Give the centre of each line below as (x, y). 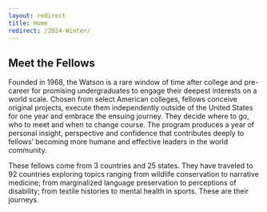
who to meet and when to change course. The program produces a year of (132, 125)
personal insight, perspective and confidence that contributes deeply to (126, 134)
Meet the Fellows (52, 63)
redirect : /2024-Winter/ (50, 30)
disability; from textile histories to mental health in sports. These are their (129, 191)
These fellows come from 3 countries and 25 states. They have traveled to (131, 166)
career (19, 91)
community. (28, 150)
